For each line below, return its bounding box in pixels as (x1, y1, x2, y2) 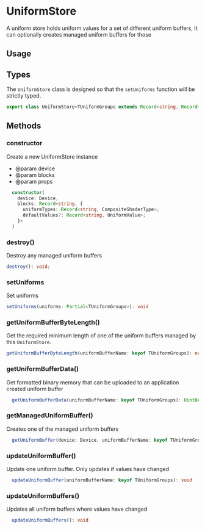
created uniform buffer (6, 385, 63, 392)
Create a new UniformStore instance (6, 153, 98, 160)
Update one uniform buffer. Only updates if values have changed (6, 465, 170, 472)
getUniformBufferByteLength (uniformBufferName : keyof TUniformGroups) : (6, 350, 192, 356)
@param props (15, 178, 53, 185)
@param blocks (15, 171, 55, 178)
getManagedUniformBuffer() (6, 411, 93, 420)
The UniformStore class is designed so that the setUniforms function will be (6, 85, 195, 93)
